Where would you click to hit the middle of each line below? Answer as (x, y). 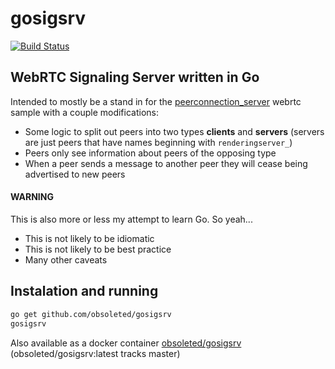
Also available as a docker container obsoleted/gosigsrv (126, 343)
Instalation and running (84, 291)
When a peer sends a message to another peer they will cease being (166, 163)
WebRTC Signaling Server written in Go (135, 77)
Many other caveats (66, 259)
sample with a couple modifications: (85, 112)
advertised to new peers (75, 174)
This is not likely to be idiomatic (89, 238)
